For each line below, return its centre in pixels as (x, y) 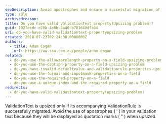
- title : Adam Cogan (31, 46)
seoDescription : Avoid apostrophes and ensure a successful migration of (83, 10)
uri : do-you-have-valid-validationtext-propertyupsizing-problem (74, 32)
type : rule (16, 14)
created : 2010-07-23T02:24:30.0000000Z (46, 37)
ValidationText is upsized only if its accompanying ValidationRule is (73, 106)
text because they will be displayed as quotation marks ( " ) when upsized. (81, 117)
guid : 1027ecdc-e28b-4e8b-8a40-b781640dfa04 (52, 28)
